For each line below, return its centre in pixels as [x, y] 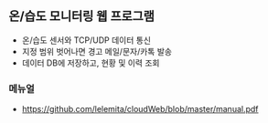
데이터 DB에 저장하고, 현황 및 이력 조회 [91, 63]
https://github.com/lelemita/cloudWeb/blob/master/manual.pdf [140, 109]
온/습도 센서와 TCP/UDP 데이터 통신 [86, 40]
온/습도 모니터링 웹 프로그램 [81, 16]
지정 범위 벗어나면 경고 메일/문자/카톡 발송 [97, 51]
